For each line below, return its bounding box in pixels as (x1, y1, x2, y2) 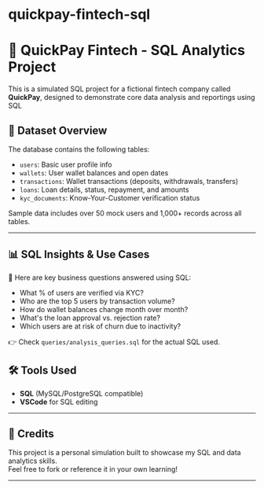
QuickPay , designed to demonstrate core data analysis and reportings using (8, 93, 255, 102)
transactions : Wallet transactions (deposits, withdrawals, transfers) (19, 176, 239, 186)
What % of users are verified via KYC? (19, 288, 144, 297)
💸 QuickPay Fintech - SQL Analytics (8, 42, 246, 60)
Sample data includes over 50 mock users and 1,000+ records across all (8, 208, 242, 218)
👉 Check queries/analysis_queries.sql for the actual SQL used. (8, 336, 220, 347)
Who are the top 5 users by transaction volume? (19, 296, 175, 306)
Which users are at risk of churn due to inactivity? (19, 321, 181, 331)
